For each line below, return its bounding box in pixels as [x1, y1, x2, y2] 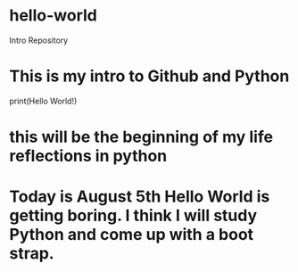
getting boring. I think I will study [9, 206, 258, 226]
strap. [9, 243, 55, 264]
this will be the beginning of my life [9, 127, 274, 147]
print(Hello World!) [9, 95, 78, 106]
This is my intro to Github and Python [9, 66, 290, 87]
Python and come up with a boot [9, 225, 254, 245]
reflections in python [9, 146, 168, 166]
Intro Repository [9, 35, 69, 45]
